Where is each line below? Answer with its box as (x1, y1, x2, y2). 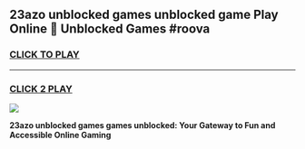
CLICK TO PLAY (9, 49, 80, 61)
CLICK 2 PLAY (9, 82, 73, 95)
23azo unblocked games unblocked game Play (9, 7, 279, 23)
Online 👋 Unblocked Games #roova (9, 22, 211, 37)
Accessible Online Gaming (9, 129, 112, 140)
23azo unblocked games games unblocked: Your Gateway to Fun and (9, 119, 276, 130)
